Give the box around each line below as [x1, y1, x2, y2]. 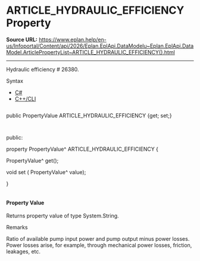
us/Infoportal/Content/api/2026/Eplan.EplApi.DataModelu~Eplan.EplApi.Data [6, 42, 194, 49]
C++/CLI [14, 95, 36, 102]
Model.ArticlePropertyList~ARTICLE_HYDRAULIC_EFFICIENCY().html [6, 48, 176, 55]
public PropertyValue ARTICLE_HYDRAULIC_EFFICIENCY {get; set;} [6, 111, 172, 119]
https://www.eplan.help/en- [38, 36, 107, 43]
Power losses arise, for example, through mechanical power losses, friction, [6, 242, 192, 249]
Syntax [6, 77, 24, 84]
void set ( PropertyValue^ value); [6, 168, 86, 176]
